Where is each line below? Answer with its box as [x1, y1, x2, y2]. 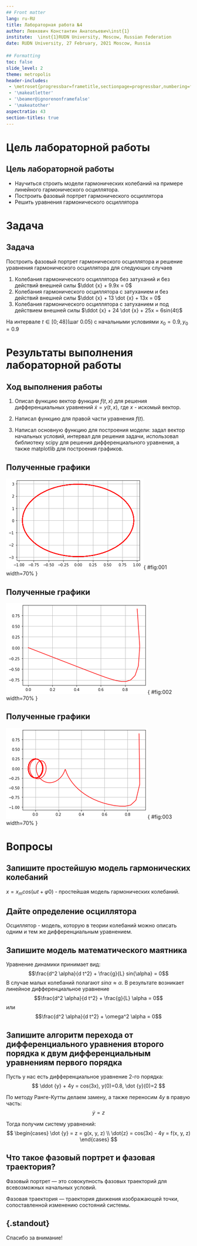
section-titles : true [6, 115, 59, 120]
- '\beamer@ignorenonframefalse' [8, 96, 91, 102]
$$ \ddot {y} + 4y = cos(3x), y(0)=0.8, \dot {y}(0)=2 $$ [31, 1082, 166, 1089]
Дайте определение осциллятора [6, 906, 137, 916]
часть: [6, 1100, 22, 1107]
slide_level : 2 [6, 65, 43, 71]
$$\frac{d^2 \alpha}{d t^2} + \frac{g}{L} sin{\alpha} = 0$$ [28, 970, 169, 977]
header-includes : [6, 78, 49, 83]
